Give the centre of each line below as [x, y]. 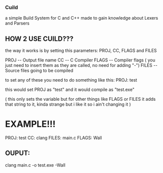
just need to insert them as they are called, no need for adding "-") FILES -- [81, 65]
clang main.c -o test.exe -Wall [35, 165]
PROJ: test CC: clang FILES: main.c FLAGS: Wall [54, 138]
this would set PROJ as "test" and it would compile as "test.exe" [70, 89]
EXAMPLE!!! [30, 124]
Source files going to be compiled [39, 71]
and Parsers [17, 23]
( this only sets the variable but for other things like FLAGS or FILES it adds [81, 99]
